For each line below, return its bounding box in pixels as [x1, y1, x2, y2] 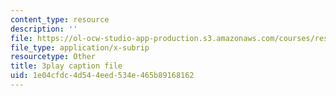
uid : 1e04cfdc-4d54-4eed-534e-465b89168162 [10, 71, 195, 81]
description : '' [10, 24, 78, 34]
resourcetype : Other [10, 52, 97, 62]
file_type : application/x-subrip [10, 42, 150, 53]
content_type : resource [10, 14, 110, 25]
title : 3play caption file [10, 61, 123, 71]
